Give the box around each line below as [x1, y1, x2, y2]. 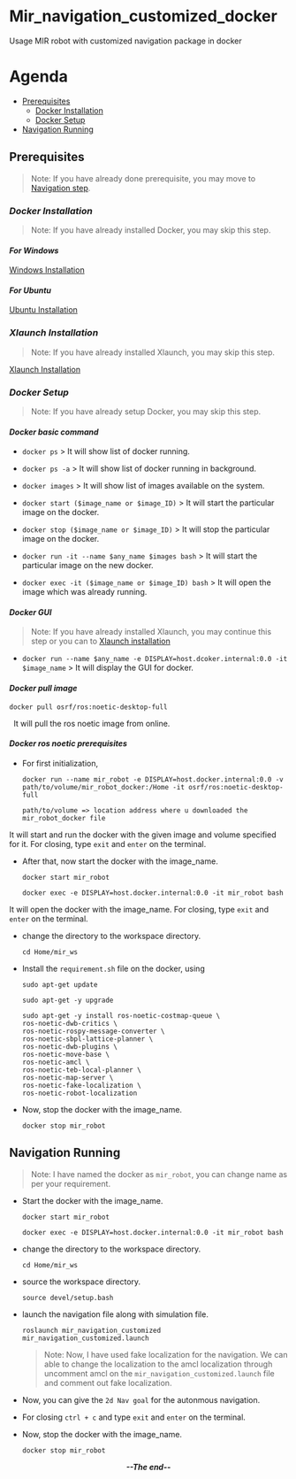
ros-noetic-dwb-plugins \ [21, 1042, 118, 1051]
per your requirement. [30, 1178, 111, 1189]
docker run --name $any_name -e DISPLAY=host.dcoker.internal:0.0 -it [21, 655, 288, 664]
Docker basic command [9, 427, 99, 437]
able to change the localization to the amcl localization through [43, 1359, 273, 1369]
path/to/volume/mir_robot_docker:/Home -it [21, 782, 186, 791]
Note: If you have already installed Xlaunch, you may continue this [30, 627, 272, 637]
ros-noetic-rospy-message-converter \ [21, 1027, 165, 1036]
